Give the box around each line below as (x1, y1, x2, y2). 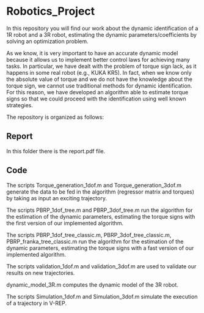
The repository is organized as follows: (6, 113, 104, 121)
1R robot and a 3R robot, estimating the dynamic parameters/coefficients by (6, 31, 197, 38)
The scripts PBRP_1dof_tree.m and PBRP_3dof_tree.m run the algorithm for (6, 206, 193, 214)
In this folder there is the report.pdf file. (6, 147, 106, 154)
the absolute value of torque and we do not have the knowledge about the (6, 75, 192, 83)
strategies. (6, 101, 34, 108)
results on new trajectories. (6, 269, 75, 276)
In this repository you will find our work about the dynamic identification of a (6, 25, 199, 32)
